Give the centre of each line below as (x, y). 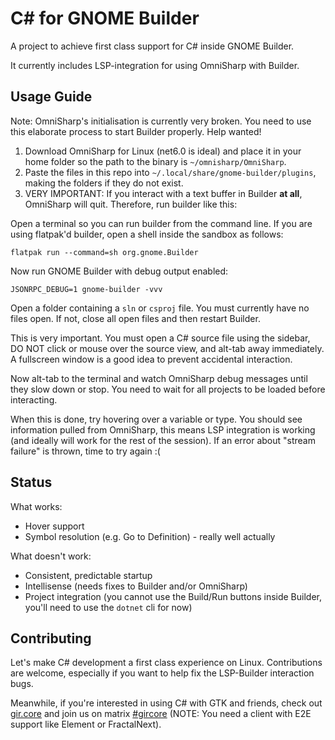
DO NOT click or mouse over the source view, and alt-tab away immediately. (167, 348)
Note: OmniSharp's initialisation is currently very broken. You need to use (161, 121)
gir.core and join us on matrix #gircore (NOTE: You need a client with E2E (161, 714)
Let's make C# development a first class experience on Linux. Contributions (166, 663)
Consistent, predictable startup (88, 575)
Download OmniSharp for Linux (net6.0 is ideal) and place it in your (163, 151)
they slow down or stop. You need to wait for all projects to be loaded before (168, 389)
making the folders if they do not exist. (104, 183)
